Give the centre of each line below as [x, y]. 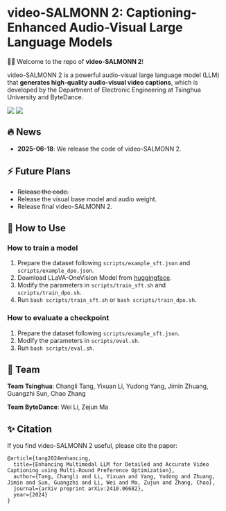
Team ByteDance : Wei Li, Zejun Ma [58, 407]
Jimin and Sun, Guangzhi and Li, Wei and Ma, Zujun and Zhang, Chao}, [111, 483]
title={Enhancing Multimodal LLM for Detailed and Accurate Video [111, 464]
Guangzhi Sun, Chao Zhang [46, 394]
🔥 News [24, 132]
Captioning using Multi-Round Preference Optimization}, [91, 471]
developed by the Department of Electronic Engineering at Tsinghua [104, 90]
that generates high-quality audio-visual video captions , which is [103, 82]
